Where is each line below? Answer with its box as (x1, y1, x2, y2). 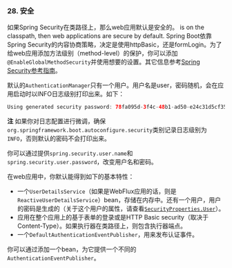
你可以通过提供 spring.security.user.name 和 (7, 149, 133, 157)
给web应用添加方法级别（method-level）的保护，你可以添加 (7, 49, 178, 57)
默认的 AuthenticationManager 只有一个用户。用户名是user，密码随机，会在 (7, 81, 218, 89)
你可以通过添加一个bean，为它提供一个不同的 (7, 245, 137, 253)
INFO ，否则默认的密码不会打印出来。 (7, 134, 110, 143)
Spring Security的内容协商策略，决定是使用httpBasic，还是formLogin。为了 (7, 40, 222, 49)
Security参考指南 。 (7, 66, 61, 75)
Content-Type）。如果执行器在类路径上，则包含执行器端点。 (17, 222, 187, 230)
